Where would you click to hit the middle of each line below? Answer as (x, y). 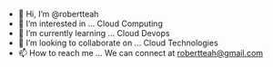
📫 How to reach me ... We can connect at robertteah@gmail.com (141, 53)
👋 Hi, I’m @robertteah (58, 14)
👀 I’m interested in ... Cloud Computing (91, 24)
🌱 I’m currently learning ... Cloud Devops (94, 33)
